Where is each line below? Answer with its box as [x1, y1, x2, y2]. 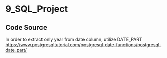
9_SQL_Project [5, 3, 68, 15]
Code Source [5, 23, 47, 32]
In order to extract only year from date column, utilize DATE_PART [5, 36, 143, 42]
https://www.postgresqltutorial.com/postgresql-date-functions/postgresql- [5, 42, 162, 48]
